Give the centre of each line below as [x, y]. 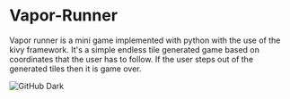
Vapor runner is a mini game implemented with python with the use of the [145, 40]
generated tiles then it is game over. [75, 69]
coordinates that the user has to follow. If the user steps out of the [132, 59]
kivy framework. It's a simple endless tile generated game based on [135, 49]
